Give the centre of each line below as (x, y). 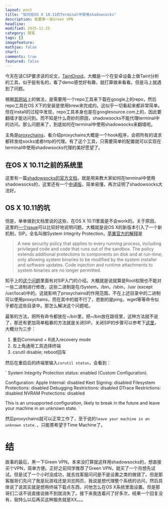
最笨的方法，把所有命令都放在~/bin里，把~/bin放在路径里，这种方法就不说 (82, 316)
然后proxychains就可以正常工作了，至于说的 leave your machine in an (77, 418)
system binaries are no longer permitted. (59, 270)
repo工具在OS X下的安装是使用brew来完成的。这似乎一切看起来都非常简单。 (84, 105)
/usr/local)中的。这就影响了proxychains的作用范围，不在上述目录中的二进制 (83, 293)
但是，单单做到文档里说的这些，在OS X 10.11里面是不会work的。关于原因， (82, 221)
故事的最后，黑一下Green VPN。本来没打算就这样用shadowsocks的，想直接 (83, 462)
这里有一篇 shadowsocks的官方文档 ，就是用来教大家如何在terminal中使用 (80, 178)
